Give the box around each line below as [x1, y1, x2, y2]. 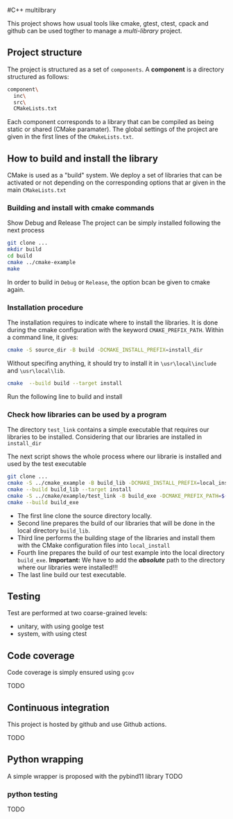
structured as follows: [7, 72, 69, 80]
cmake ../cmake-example [7, 259, 76, 266]
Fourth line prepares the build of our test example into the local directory [17, 548, 225, 557]
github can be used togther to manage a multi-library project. [7, 27, 182, 35]
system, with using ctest [17, 630, 87, 638]
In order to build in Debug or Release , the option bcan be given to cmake [7, 277, 210, 286]
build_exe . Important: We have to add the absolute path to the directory [17, 555, 225, 564]
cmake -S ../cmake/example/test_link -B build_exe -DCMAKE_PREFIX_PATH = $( [7, 492, 228, 499]
